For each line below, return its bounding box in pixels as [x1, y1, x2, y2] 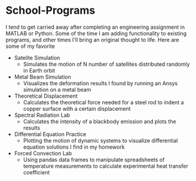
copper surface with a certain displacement [23, 105, 131, 112]
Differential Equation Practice [14, 130, 87, 138]
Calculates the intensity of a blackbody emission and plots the [23, 117, 177, 125]
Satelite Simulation [14, 54, 60, 61]
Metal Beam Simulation [14, 73, 71, 80]
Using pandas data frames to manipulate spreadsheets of [23, 156, 165, 163]
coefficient [23, 168, 50, 176]
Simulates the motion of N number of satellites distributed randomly [23, 61, 190, 68]
